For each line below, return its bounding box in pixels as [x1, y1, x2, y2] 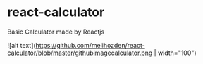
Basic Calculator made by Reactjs [7, 27, 105, 36]
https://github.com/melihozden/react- [35, 41, 146, 49]
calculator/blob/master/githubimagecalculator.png [7, 49, 153, 57]
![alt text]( [7, 41, 37, 49]
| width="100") [154, 49, 197, 57]
